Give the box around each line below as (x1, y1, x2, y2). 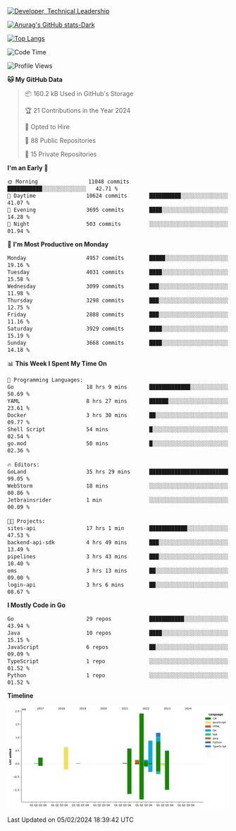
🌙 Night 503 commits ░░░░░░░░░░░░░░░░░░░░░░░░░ (7, 220, 229, 228)
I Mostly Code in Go (7, 601, 66, 609)
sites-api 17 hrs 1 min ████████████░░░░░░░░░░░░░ (7, 525, 229, 532)
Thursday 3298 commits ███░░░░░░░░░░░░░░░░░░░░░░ (7, 297, 229, 304)
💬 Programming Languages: (7, 377, 83, 384)
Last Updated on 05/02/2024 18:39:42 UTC (7, 815, 134, 824)
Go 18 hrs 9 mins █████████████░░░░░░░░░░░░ (7, 384, 229, 391)
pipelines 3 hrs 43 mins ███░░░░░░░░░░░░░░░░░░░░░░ (7, 553, 229, 560)
